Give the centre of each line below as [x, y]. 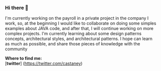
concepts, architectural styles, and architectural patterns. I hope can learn [79, 39]
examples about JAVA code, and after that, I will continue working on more [79, 28]
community [16, 49]
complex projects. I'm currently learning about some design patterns [73, 34]
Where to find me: [23, 58]
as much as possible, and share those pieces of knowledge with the [73, 44]
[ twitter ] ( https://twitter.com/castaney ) [44, 64]
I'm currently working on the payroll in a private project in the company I [77, 18]
